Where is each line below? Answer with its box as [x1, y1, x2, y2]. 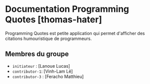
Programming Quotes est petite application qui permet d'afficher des [5, 30, 145, 36]
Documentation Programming [5, 3, 129, 15]
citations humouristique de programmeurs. [5, 36, 92, 42]
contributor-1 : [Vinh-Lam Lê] [12, 68, 73, 74]
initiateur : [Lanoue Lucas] [12, 63, 70, 69]
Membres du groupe [5, 50, 69, 58]
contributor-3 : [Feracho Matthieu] [12, 73, 84, 80]
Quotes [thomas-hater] [5, 14, 102, 25]
